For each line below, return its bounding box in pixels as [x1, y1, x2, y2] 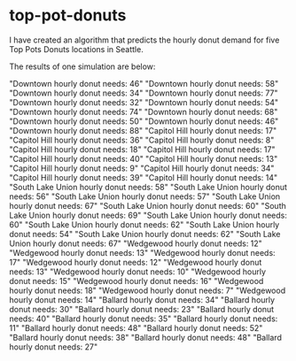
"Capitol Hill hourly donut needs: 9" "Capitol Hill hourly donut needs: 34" [9, 163, 275, 173]
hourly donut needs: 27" [9, 342, 98, 352]
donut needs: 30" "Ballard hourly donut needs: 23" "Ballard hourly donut [9, 303, 275, 314]
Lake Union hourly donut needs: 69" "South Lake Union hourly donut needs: [9, 210, 288, 220]
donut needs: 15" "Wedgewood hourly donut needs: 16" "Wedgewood [9, 275, 264, 286]
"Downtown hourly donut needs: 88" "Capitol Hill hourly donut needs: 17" [9, 125, 277, 135]
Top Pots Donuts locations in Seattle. [9, 43, 144, 54]
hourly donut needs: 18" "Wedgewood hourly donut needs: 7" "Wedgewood [9, 285, 286, 296]
